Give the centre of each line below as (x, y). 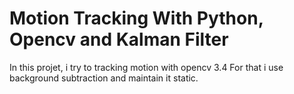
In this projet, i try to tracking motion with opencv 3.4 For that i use (146, 67)
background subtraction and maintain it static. (104, 78)
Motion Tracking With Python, (136, 18)
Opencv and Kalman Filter (119, 39)
